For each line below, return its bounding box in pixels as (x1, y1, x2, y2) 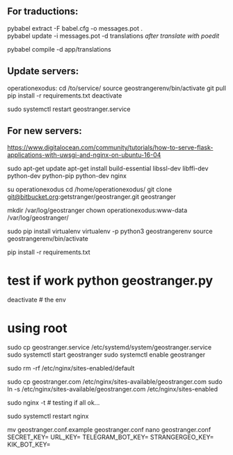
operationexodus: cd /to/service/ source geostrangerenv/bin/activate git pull (7, 84, 226, 92)
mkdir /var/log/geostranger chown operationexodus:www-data (7, 206, 188, 215)
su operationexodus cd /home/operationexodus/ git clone (7, 185, 172, 194)
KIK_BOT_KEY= (7, 440, 51, 449)
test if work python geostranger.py (7, 272, 214, 288)
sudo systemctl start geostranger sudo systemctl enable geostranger (7, 350, 206, 359)
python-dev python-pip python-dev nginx (7, 172, 127, 180)
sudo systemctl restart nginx (7, 412, 89, 421)
